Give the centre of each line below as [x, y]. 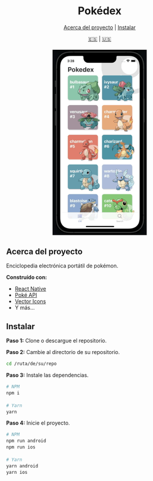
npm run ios [21, 447]
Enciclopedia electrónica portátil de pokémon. [62, 266]
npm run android [26, 441]
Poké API [26, 295]
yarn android [22, 466]
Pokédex [100, 11]
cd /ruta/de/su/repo [32, 364]
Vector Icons [30, 301]
